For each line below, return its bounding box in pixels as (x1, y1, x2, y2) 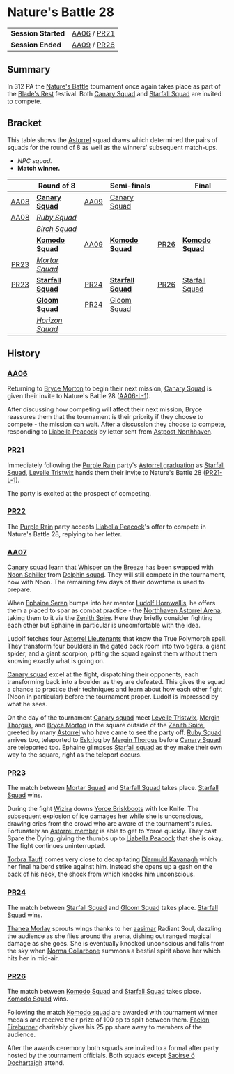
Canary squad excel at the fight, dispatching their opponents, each (7, 670, 199, 679)
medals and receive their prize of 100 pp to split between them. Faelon (7, 1015, 210, 1024)
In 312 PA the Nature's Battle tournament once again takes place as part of (7, 82, 221, 91)
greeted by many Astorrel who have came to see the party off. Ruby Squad (7, 728, 222, 736)
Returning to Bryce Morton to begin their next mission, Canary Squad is (7, 384, 212, 393)
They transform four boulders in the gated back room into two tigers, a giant (7, 642, 226, 651)
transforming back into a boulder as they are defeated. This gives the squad (7, 678, 225, 686)
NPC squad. (17, 156, 52, 165)
